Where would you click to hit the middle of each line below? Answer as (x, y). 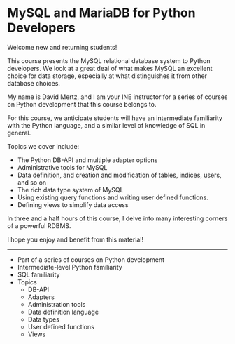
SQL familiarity (38, 274)
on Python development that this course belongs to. (82, 104)
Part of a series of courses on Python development (91, 259)
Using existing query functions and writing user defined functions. (113, 197)
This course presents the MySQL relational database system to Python (109, 60)
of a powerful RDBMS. (39, 225)
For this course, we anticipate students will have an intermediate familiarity (115, 118)
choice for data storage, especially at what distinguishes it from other (107, 76)
